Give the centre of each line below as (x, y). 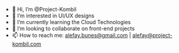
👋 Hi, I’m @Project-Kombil (44, 9)
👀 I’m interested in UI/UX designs (53, 16)
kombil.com (26, 44)
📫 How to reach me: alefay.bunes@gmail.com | (71, 35)
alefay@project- (152, 35)
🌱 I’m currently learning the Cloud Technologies (71, 22)
